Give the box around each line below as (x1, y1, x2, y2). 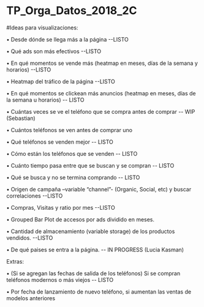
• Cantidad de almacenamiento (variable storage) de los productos (6, 227, 175, 235)
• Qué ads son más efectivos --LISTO (6, 47, 102, 55)
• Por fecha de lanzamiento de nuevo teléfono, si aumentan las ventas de (6, 288, 192, 295)
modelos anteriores (6, 294, 56, 301)
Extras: (6, 257, 25, 265)
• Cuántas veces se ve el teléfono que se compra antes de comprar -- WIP (6, 108, 195, 115)
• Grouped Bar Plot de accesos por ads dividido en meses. (6, 215, 155, 223)
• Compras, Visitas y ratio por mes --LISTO (6, 204, 115, 211)
